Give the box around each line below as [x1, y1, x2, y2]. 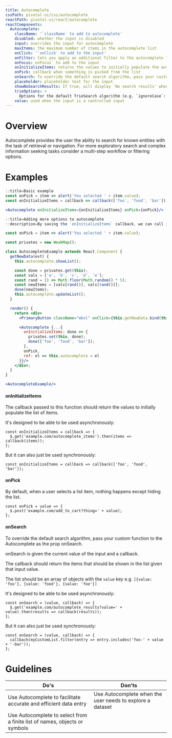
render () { [10, 306, 33, 311]
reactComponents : [5, 22, 42, 27]
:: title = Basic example [5, 188, 54, 194]
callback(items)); [5, 438, 45, 444]
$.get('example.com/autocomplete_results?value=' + [10, 605, 123, 610]
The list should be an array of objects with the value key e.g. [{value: [5, 576, 153, 582]
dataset [94, 703, 112, 710]
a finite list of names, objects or [8, 718, 83, 725]
